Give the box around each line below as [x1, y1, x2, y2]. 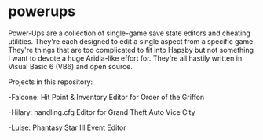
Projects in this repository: [8, 77, 93, 87]
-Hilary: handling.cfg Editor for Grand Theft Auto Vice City [8, 107, 195, 116]
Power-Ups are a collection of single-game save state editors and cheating [8, 28, 251, 38]
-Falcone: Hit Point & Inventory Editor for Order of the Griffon [8, 92, 205, 101]
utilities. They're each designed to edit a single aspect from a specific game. [8, 36, 255, 46]
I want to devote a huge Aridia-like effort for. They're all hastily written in [8, 53, 243, 63]
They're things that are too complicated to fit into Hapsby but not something [8, 45, 254, 54]
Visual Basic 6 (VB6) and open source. [8, 61, 133, 71]
